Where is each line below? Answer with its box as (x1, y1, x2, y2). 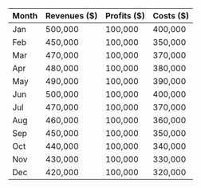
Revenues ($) (45, 10, 98, 21)
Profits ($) (104, 10, 145, 21)
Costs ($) (152, 10, 190, 21)
